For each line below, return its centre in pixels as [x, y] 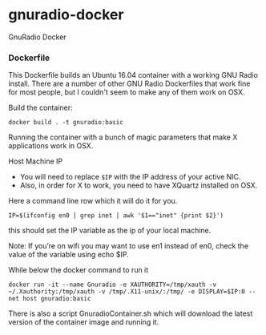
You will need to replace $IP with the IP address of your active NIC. [131, 177]
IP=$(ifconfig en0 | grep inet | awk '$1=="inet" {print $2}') [116, 216]
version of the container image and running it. [84, 322]
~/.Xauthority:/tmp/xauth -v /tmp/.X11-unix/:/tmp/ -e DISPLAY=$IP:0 [127, 292]
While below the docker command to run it [79, 270]
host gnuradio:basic [57, 299]
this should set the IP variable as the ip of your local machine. [110, 231]
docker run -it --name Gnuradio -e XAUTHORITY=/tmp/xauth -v [113, 285]
